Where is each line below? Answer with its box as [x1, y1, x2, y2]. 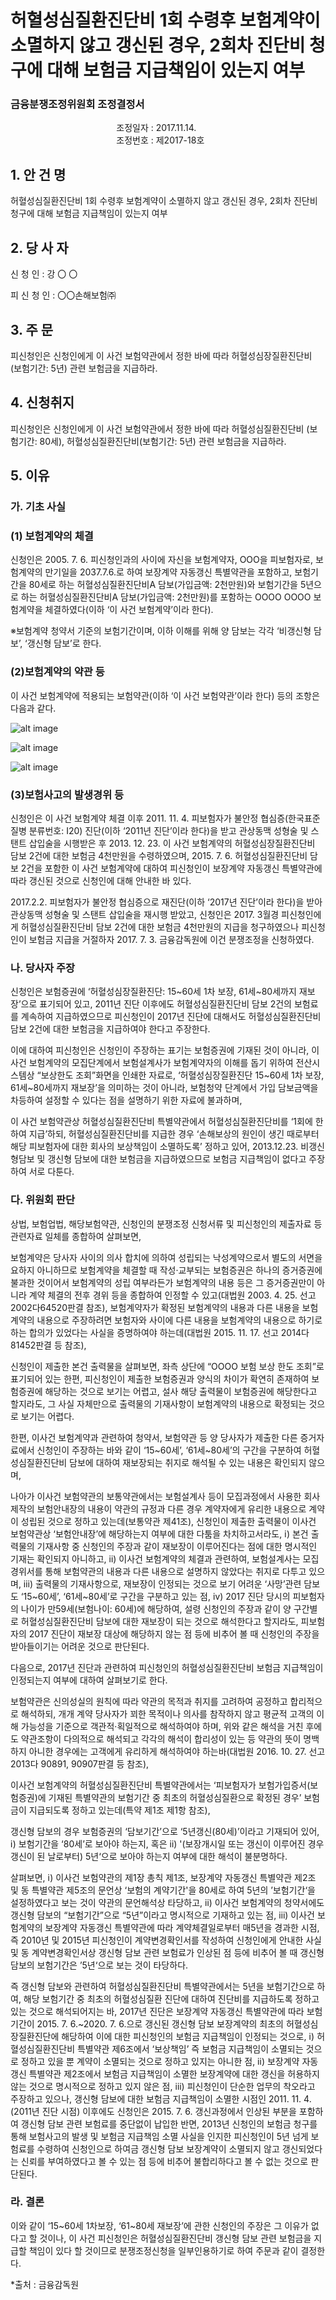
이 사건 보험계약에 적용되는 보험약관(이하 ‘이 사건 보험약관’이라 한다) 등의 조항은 [10, 689, 320, 701]
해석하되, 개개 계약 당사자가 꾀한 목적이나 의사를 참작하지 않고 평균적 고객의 [20, 1707, 315, 1720]
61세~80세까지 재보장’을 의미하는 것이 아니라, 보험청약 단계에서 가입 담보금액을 [10, 1082, 319, 1094]
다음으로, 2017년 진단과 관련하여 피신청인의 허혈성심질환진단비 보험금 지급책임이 [10, 1661, 324, 1673]
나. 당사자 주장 [10, 961, 76, 975]
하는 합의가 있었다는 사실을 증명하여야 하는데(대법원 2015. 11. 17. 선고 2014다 [10, 1326, 310, 1338]
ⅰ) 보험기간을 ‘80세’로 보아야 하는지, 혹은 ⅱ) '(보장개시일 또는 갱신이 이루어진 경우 [10, 1837, 325, 1850]
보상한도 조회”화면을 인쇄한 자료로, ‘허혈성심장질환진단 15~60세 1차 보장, [40, 1069, 325, 1081]
